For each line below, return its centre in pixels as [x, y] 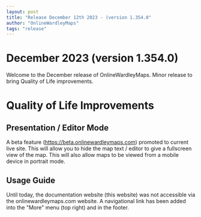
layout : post [22, 12]
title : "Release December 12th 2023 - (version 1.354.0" [79, 17]
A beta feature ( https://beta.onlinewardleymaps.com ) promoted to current [97, 142]
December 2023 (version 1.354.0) [92, 58]
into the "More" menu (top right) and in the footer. [67, 207]
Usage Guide [31, 180]
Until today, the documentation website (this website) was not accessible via [101, 195]
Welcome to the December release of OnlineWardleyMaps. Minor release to [100, 75]
